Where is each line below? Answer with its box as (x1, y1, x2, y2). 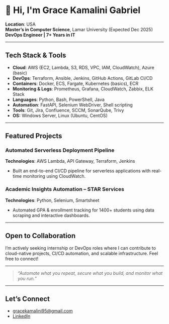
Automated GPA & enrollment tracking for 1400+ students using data (12, 207, 154, 213)
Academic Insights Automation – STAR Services (5, 186, 125, 193)
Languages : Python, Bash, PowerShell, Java (12, 96, 105, 102)
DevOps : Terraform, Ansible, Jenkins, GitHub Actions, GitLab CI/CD (12, 75, 153, 81)
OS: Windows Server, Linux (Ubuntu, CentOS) (12, 113, 108, 119)
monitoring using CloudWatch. (23, 173, 86, 179)
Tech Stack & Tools (5, 51, 66, 60)
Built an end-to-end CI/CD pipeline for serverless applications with (12, 168, 151, 174)
